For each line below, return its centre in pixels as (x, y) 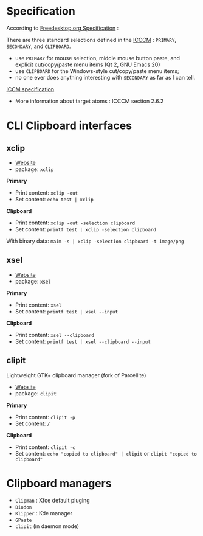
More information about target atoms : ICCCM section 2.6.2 (89, 101)
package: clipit (36, 393)
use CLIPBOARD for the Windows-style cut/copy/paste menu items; (97, 71)
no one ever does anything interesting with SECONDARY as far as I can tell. (105, 77)
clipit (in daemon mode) (47, 526)
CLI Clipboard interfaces (69, 126)
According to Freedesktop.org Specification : (63, 28)
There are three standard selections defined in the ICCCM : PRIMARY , (91, 40)
